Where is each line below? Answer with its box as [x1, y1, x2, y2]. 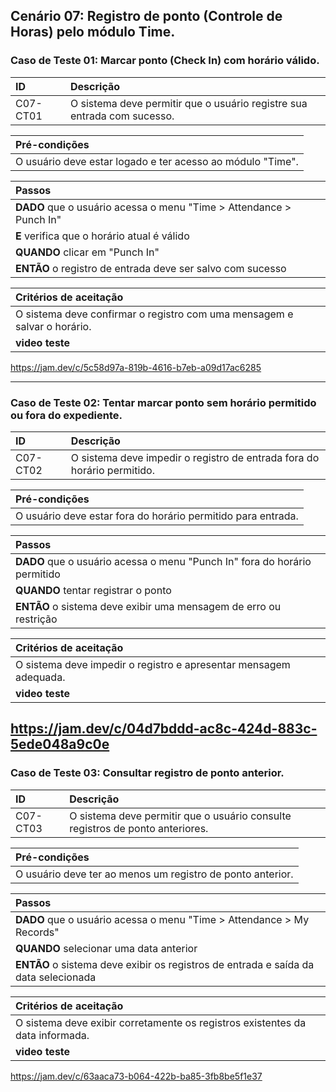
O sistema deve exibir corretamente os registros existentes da [15, 1015, 307, 1029]
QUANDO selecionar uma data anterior [15, 941, 198, 955]
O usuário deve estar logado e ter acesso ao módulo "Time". [15, 154, 299, 168]
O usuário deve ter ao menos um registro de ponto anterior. [15, 867, 294, 881]
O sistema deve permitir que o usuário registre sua [70, 96, 308, 110]
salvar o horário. [15, 319, 92, 333]
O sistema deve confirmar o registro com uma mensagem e [15, 307, 294, 321]
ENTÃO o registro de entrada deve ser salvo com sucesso [15, 261, 287, 275]
